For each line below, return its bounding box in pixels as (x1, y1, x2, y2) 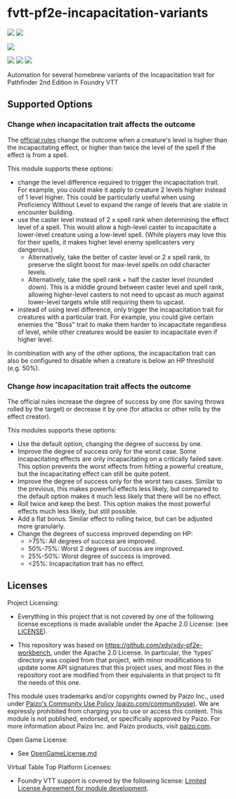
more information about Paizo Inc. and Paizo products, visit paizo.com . (7, 721, 212, 730)
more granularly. (17, 521, 65, 530)
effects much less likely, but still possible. (17, 507, 138, 515)
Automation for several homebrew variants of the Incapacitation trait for (7, 70, 215, 79)
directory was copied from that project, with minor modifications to (17, 655, 212, 664)
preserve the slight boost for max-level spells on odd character (27, 260, 211, 268)
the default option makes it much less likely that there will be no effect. (17, 492, 223, 500)
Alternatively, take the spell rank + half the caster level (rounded (27, 275, 214, 283)
